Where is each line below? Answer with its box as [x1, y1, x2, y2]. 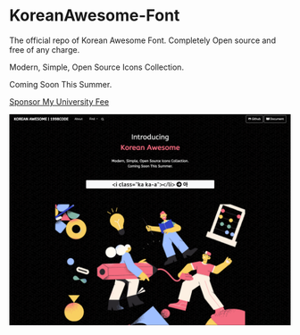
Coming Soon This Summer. [9, 79, 112, 89]
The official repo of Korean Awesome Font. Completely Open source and [9, 35, 277, 46]
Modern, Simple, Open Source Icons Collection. [9, 62, 185, 72]
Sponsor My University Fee [9, 96, 110, 107]
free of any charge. [9, 44, 80, 54]
